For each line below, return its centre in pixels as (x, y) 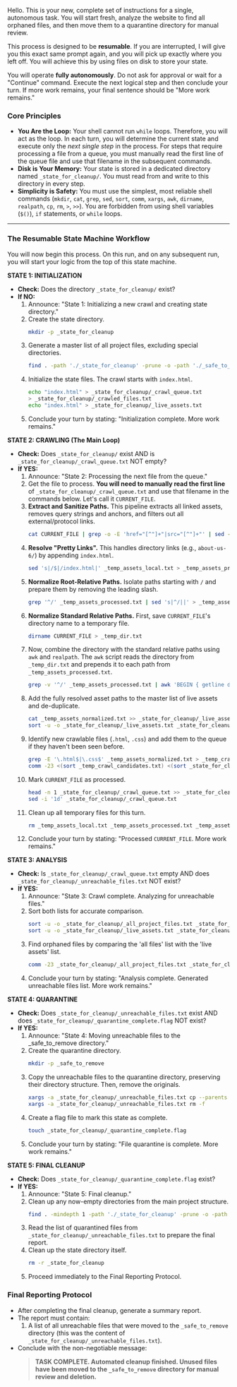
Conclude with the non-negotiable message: (82, 1347)
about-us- (212, 548)
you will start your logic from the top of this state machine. (92, 261)
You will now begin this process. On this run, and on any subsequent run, (114, 254)
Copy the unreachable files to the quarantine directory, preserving (124, 1077)
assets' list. (44, 952)
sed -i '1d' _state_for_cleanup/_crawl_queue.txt (103, 799)
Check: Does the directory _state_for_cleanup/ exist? (96, 289)
